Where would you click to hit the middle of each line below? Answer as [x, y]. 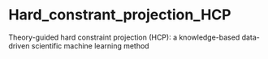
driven [19, 45]
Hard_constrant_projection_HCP [120, 15]
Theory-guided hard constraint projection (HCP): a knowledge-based [124, 37]
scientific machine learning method [90, 45]
